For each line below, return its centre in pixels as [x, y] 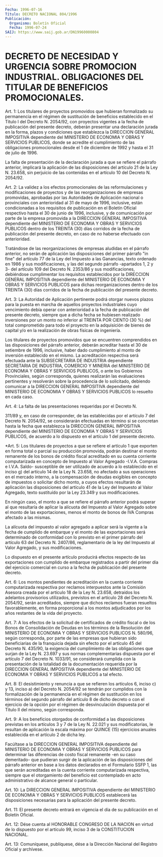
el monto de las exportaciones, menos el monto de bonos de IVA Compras [80, 512]
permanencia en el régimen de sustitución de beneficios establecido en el [79, 116]
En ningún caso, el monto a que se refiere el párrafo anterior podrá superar [80, 502]
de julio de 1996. [21, 153]
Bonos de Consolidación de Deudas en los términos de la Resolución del [78, 627]
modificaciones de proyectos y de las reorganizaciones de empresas [74, 192]
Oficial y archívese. [24, 849]
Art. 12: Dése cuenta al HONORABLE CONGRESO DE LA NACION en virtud [79, 824]
